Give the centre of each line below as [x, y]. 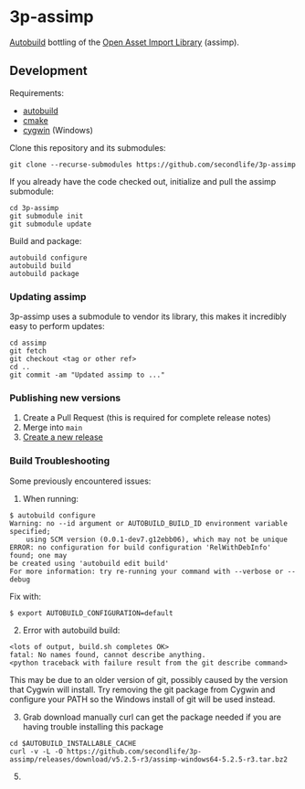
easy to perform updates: [57, 326]
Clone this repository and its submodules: [88, 147]
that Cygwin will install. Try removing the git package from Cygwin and [142, 689]
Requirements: [37, 92]
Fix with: [25, 596]
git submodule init [47, 216]
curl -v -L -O [37, 752]
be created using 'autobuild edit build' [89, 563]
